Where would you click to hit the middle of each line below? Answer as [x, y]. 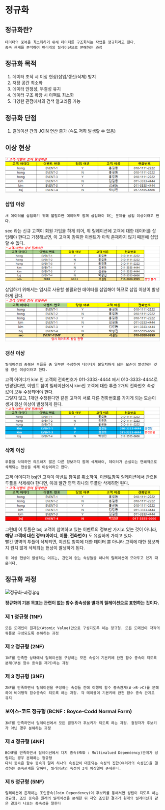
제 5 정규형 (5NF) [25, 781]
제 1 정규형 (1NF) [24, 616]
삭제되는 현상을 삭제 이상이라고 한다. [38, 467]
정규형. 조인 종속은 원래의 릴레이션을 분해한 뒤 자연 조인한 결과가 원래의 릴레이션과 [79, 798]
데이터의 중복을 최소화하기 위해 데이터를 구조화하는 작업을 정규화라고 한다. [70, 42]
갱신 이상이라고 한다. [29, 370]
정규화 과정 [21, 580]
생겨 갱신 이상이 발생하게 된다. [34, 404]
